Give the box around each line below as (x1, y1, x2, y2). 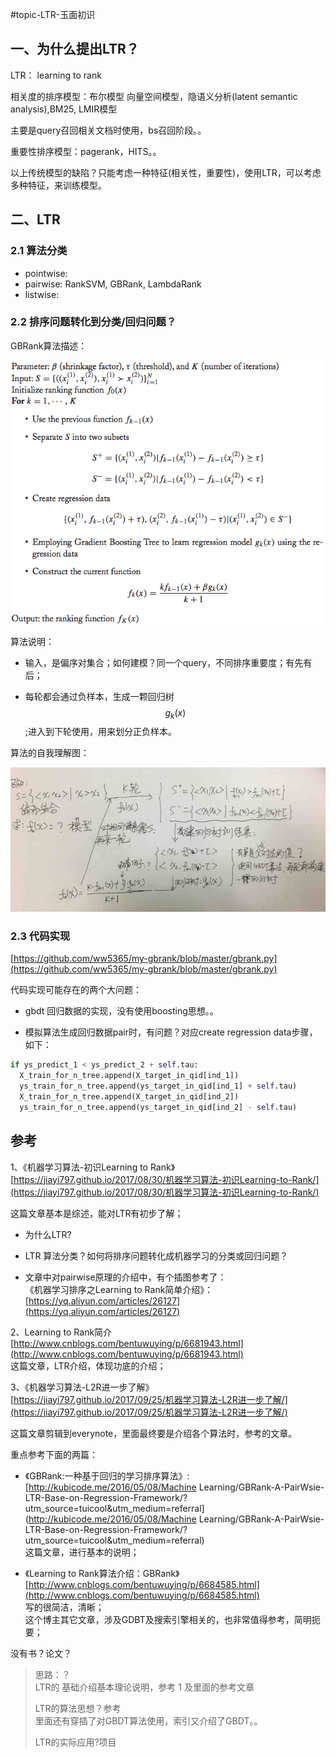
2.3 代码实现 (10, 929, 71, 943)
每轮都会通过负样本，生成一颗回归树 (24, 690, 175, 702)
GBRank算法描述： (10, 339, 88, 352)
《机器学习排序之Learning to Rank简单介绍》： (24, 1283, 214, 1295)
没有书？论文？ (10, 1647, 72, 1659)
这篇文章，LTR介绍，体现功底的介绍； (10, 1359, 167, 1372)
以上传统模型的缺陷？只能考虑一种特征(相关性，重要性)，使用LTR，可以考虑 (10, 166, 322, 178)
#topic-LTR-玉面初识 (10, 9, 96, 20)
